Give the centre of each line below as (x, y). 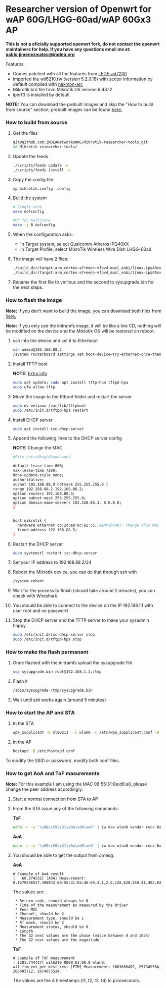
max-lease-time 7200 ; (35, 471)
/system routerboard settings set (48, 355)
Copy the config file (33, 179)
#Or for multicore (32, 220)
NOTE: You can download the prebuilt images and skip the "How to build (80, 104)
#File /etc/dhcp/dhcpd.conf (41, 457)
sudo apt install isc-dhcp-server (48, 429)
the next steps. (28, 287)
